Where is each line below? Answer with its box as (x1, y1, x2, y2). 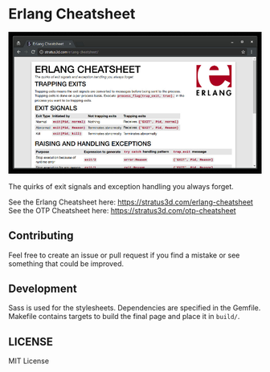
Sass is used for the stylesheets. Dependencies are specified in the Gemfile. (8, 303, 261, 313)
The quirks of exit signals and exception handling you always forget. (8, 181, 235, 191)
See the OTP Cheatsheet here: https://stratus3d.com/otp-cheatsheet (8, 205, 236, 215)
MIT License (8, 356, 50, 366)
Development (8, 281, 78, 295)
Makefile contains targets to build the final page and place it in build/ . (8, 312, 240, 321)
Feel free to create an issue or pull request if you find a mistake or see (8, 250, 240, 260)
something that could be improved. (8, 258, 125, 269)
